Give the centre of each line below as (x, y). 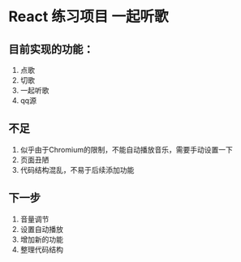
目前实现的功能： (51, 49)
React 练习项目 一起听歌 (88, 17)
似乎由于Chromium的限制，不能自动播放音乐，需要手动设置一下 (126, 149)
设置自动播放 (41, 229)
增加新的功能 (41, 239)
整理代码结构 (41, 249)
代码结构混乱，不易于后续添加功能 (77, 170)
